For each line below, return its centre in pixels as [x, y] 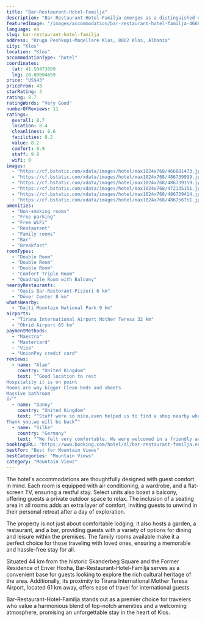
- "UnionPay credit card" [45, 354]
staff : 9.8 [26, 154]
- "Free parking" [34, 217]
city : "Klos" [23, 47]
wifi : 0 [22, 160]
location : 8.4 [30, 126]
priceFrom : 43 [24, 86]
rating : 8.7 [21, 97]
